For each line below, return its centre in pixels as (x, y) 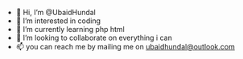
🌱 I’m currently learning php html (70, 29)
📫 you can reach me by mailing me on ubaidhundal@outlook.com (125, 47)
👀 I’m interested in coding (58, 21)
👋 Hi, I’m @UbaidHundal (56, 12)
